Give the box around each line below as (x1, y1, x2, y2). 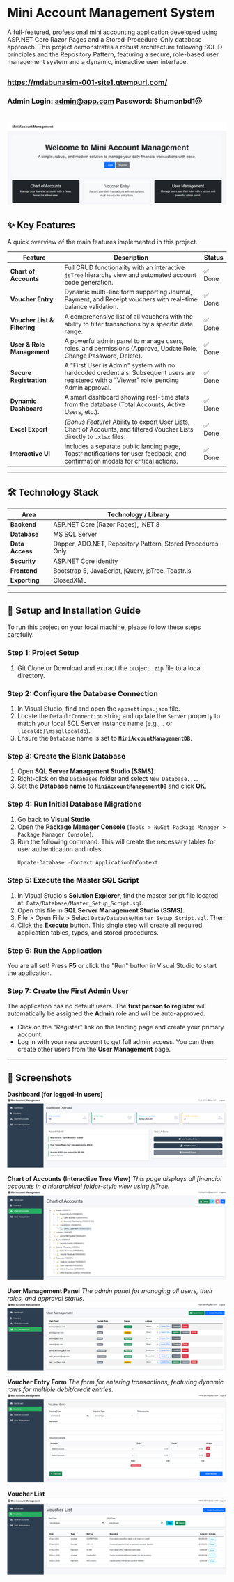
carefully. (7, 631, 34, 639)
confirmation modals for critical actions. (64, 457, 179, 465)
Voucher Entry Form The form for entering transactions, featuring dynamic (7, 1378, 224, 1386)
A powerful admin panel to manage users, (64, 336, 184, 345)
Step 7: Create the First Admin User (7, 986, 129, 996)
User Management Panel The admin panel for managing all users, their (7, 1287, 214, 1295)
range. (64, 327, 84, 335)
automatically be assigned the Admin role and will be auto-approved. (7, 1009, 205, 1018)
